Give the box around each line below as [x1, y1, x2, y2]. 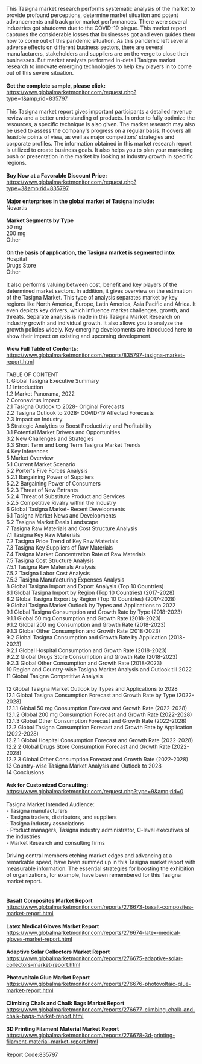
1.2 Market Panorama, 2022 [6, 390, 75, 397]
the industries [6, 833, 40, 840]
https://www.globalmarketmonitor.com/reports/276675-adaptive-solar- [6, 955, 183, 962]
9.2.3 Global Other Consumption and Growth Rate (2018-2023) [6, 659, 162, 667]
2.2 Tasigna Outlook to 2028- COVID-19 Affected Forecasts [6, 409, 154, 416]
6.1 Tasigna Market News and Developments [6, 512, 116, 519]
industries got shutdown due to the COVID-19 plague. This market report [6, 24, 187, 31]
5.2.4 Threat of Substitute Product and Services [6, 493, 125, 500]
